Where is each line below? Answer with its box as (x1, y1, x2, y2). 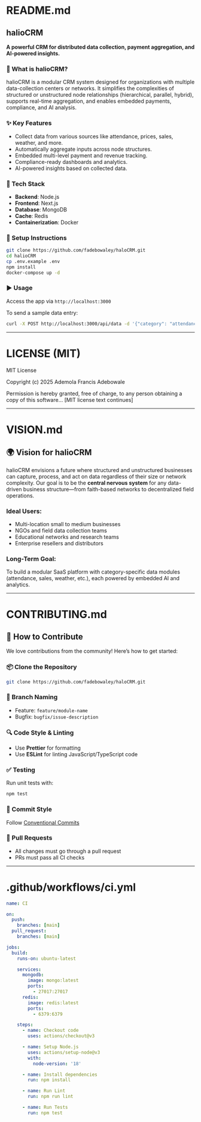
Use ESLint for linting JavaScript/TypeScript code (14, 751, 138, 758)
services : (17, 966, 42, 972)
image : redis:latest (28, 999, 79, 1006)
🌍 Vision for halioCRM (6, 447, 92, 458)
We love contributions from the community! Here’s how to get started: (6, 647, 178, 655)
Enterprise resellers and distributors (14, 539, 103, 547)
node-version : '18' (32, 1061, 82, 1067)
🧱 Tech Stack (6, 180, 45, 188)
